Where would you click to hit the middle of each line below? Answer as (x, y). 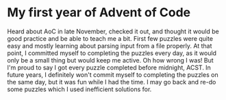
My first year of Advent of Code (99, 13)
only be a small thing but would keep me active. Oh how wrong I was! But (110, 60)
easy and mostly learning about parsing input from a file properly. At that (110, 46)
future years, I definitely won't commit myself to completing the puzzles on (113, 74)
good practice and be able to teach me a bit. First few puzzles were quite (110, 38)
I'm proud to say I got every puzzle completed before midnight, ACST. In (109, 67)
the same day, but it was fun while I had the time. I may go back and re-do (112, 82)
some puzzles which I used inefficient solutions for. (79, 89)
